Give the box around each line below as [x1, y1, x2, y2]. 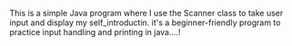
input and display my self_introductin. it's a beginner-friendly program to [9, 17, 281, 28]
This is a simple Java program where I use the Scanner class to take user [9, 8, 284, 18]
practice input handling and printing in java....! [9, 27, 181, 37]
